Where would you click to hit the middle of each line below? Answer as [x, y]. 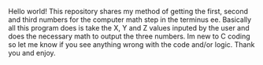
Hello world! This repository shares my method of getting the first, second [128, 11]
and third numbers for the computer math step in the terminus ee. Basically [130, 20]
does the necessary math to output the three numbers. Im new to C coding [129, 36]
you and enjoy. [32, 53]
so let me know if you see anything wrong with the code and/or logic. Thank [131, 45]
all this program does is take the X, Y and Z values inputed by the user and [129, 28]
